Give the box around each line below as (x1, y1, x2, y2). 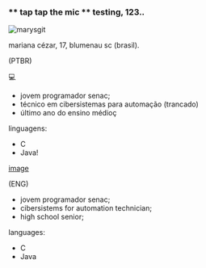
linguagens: (8, 124, 48, 133)
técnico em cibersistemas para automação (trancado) (19, 99, 200, 109)
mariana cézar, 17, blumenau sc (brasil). (8, 40, 140, 50)
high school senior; (19, 212, 85, 222)
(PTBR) (8, 56, 32, 66)
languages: (8, 228, 46, 237)
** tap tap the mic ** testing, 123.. (8, 6, 145, 18)
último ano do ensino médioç (19, 108, 117, 118)
